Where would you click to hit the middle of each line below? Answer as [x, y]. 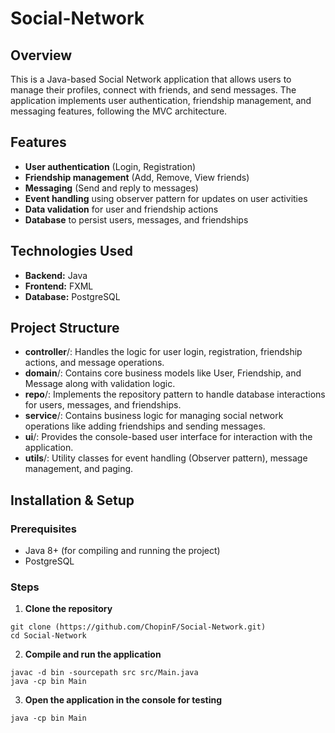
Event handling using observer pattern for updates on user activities [166, 198]
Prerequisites [43, 529]
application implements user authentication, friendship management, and [161, 100]
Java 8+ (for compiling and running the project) [122, 551]
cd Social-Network [48, 636]
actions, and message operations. [94, 363]
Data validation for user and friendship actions [121, 209]
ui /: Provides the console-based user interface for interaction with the [168, 437]
